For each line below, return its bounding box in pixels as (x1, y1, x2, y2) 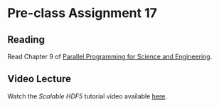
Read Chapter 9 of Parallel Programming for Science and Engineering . (7, 52, 213, 61)
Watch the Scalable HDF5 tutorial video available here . (7, 91, 167, 101)
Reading (7, 34, 45, 46)
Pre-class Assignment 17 (7, 5, 158, 21)
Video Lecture (7, 73, 72, 85)
